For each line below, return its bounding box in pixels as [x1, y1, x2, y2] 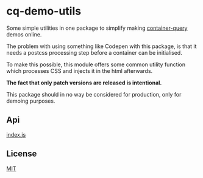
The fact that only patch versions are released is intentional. [6, 79, 162, 86]
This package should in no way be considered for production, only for [6, 91, 182, 98]
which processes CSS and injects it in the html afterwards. [6, 67, 153, 74]
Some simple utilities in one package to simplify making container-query [6, 24, 188, 32]
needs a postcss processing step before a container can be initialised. [6, 49, 183, 56]
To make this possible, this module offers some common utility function [6, 61, 186, 68]
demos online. [6, 30, 42, 38]
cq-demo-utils [6, 4, 81, 18]
